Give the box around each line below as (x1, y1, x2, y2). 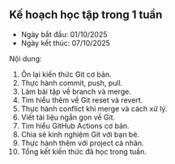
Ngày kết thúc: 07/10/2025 (20, 38, 110, 48)
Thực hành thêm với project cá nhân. (20, 138, 144, 148)
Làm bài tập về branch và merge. (20, 86, 132, 96)
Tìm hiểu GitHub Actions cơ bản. (20, 120, 130, 130)
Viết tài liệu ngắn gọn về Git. (20, 112, 116, 122)
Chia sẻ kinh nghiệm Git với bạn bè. (20, 129, 140, 139)
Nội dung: (9, 53, 43, 63)
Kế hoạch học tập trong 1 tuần (9, 8, 163, 22)
